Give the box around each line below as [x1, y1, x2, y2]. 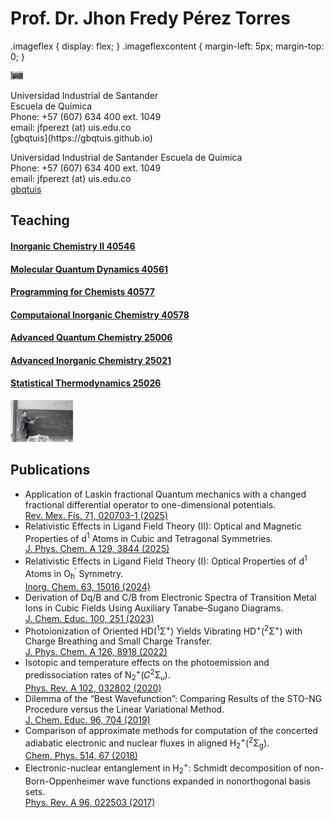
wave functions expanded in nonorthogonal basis [107, 775, 312, 787]
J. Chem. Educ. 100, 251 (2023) [24, 612, 155, 624]
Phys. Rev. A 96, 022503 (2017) [24, 796, 156, 808]
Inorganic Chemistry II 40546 [10, 240, 136, 252]
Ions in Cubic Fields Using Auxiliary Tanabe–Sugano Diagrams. [24, 602, 284, 614]
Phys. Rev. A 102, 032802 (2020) [24, 682, 162, 694]
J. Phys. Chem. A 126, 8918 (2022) [24, 646, 168, 658]
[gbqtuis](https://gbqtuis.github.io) [10, 132, 153, 144]
